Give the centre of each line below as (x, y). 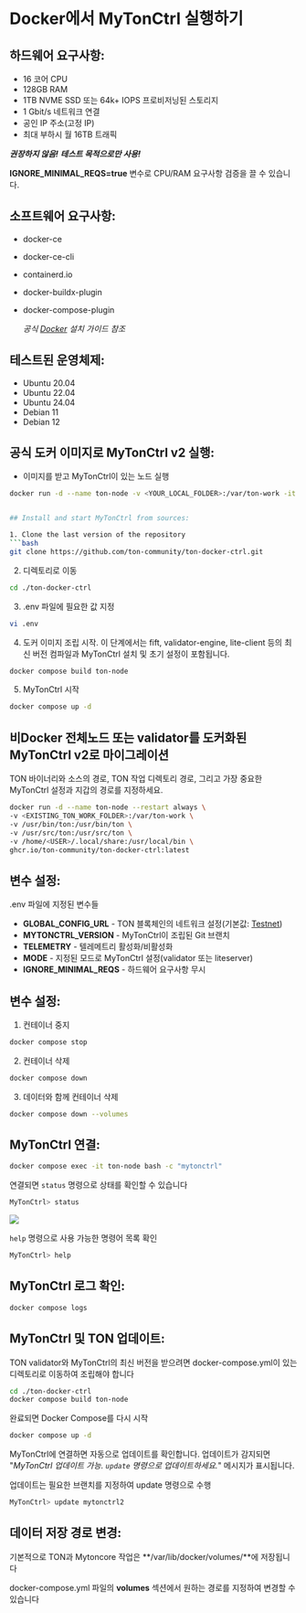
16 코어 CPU (45, 79)
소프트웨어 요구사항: (63, 216)
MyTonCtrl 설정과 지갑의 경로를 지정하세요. (86, 790)
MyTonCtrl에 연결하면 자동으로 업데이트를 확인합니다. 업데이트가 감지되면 (140, 1454)
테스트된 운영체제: (57, 361)
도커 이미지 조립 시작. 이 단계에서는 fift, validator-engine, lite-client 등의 (153, 642)
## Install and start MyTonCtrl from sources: (100, 518)
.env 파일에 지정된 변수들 (54, 904)
